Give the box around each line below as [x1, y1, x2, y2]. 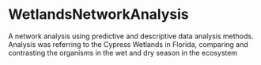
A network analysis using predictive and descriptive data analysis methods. [8, 31, 254, 41]
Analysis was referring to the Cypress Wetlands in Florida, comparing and [8, 39, 249, 49]
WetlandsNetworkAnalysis [8, 5, 190, 23]
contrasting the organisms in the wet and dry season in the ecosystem [8, 48, 238, 57]
